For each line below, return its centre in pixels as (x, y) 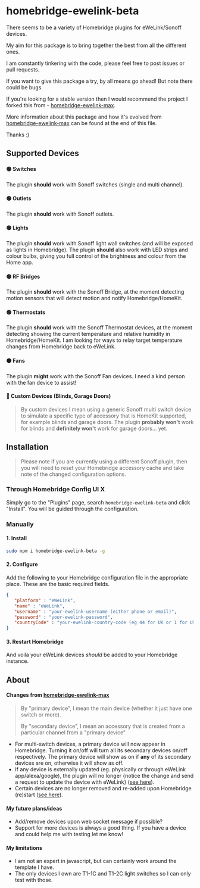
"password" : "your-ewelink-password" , (63, 617)
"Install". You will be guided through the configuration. (72, 509)
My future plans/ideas (34, 808)
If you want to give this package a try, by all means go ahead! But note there (99, 81)
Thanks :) (18, 135)
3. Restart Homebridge (35, 641)
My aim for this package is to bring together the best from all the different (96, 45)
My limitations (24, 848)
